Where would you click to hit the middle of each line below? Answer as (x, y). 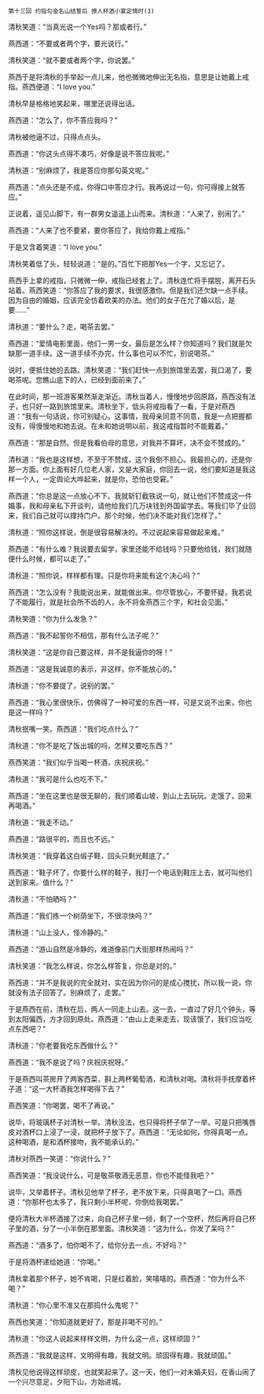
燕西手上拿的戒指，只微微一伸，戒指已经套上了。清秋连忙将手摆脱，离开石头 (132, 280)
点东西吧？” (27, 1029)
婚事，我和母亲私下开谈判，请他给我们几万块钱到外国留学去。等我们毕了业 (128, 505)
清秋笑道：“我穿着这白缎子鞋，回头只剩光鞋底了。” (89, 856)
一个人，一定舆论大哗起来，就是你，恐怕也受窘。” (94, 479)
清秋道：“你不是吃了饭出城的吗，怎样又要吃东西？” (90, 745)
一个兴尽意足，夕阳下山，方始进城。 (67, 1382)
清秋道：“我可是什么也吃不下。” (58, 779)
